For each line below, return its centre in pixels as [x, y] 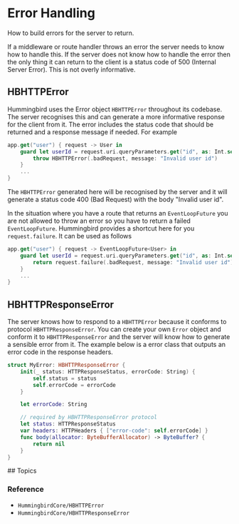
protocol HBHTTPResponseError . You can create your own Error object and [115, 329]
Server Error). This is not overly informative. [72, 69]
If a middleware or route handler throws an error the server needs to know [116, 46]
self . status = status [65, 378]
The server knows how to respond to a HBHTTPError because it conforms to [117, 322]
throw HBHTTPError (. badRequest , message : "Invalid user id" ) [126, 158]
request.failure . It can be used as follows [70, 236]
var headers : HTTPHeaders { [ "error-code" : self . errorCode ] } [114, 431]
